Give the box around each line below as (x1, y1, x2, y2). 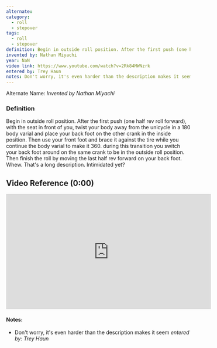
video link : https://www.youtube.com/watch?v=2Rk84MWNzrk (6, 63, 150, 69)
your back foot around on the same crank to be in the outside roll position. (6, 149, 185, 156)
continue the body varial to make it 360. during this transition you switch (6, 143, 180, 150)
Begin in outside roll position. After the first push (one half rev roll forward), (6, 118, 187, 125)
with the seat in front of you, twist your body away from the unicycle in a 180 (6, 124, 191, 131)
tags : (6, 30, 19, 36)
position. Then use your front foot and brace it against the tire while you (6, 136, 179, 143)
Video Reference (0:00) (6, 178, 95, 188)
